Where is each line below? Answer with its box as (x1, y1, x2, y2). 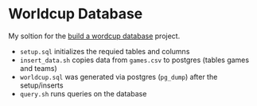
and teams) (19, 63, 57, 73)
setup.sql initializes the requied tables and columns (19, 46, 190, 56)
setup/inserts (19, 80, 64, 90)
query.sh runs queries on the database (19, 88, 147, 98)
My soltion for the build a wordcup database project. (8, 31, 181, 41)
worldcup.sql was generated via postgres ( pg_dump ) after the (19, 72, 218, 81)
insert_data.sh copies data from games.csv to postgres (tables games (19, 55, 249, 65)
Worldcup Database (8, 5, 143, 23)
